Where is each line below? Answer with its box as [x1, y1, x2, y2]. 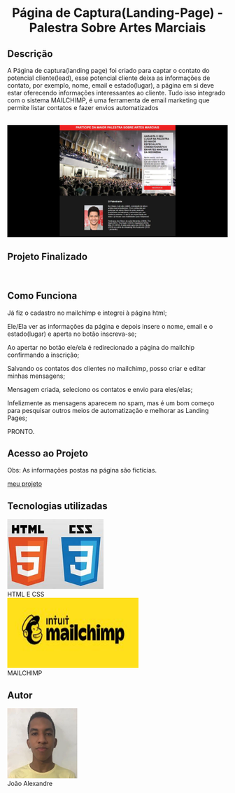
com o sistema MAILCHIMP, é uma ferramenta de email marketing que [7, 96, 210, 104]
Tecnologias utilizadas [7, 500, 108, 512]
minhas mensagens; [7, 372, 65, 380]
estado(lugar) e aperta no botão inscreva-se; [7, 330, 137, 338]
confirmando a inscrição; [7, 351, 80, 359]
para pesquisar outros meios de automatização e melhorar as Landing [7, 406, 209, 414]
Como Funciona [7, 290, 78, 302]
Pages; [7, 414, 28, 422]
